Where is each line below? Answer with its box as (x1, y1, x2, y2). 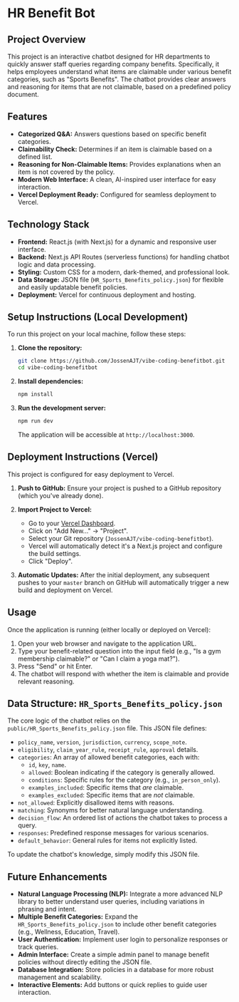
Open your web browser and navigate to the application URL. (17, 639, 197, 648)
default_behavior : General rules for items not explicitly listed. (17, 836, 198, 845)
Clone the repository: (17, 344, 83, 352)
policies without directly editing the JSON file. (17, 958, 152, 966)
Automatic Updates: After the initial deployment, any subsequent (17, 570, 210, 579)
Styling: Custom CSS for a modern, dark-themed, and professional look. (17, 267, 230, 276)
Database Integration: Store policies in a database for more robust (17, 966, 214, 974)
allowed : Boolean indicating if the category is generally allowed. (28, 768, 216, 777)
